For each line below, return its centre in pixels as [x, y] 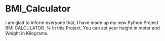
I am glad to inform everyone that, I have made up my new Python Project [82, 22]
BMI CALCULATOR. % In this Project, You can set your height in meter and [83, 27]
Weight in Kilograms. [27, 33]
